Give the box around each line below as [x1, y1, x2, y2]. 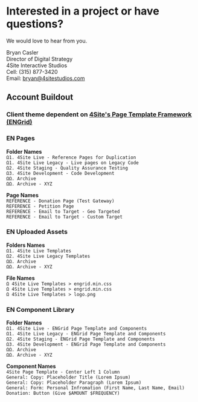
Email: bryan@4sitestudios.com [6, 74, 85, 82]
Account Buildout [6, 92, 74, 102]
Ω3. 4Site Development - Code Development [6, 170, 115, 176]
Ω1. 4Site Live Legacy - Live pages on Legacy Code [6, 159, 139, 166]
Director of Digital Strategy [6, 55, 73, 62]
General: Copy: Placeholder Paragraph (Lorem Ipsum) [6, 380, 142, 386]
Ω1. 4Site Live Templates [6, 248, 71, 254]
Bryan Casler [6, 48, 39, 56]
